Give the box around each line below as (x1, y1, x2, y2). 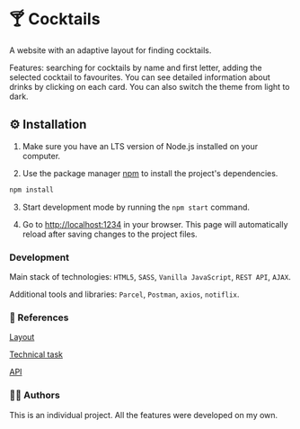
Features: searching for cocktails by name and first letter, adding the (9, 62, 262, 73)
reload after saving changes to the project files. (22, 228, 198, 239)
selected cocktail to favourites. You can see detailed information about (9, 71, 271, 83)
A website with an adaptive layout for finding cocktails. (9, 44, 212, 56)
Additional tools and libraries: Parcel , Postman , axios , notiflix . (9, 289, 240, 299)
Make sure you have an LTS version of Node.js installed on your (22, 140, 259, 151)
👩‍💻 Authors (9, 389, 60, 402)
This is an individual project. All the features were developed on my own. (9, 409, 278, 420)
